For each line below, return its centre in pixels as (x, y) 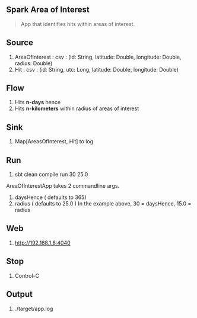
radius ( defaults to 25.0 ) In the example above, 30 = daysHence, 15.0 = (103, 204)
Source (20, 43)
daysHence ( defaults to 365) (50, 197)
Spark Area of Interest (48, 10)
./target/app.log (34, 309)
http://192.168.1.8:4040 (43, 243)
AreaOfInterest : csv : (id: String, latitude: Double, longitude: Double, (98, 57)
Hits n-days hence (38, 102)
